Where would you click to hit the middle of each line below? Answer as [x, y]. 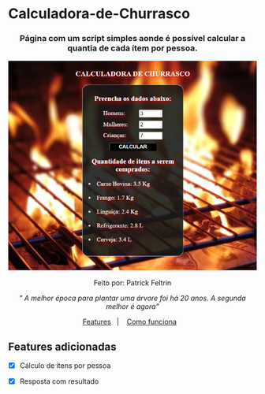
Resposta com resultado [59, 381]
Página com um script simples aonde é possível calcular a [132, 39]
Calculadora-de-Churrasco [99, 14]
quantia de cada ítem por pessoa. [132, 48]
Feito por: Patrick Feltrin [132, 283]
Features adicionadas [62, 346]
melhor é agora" [132, 307]
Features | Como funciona [130, 322]
